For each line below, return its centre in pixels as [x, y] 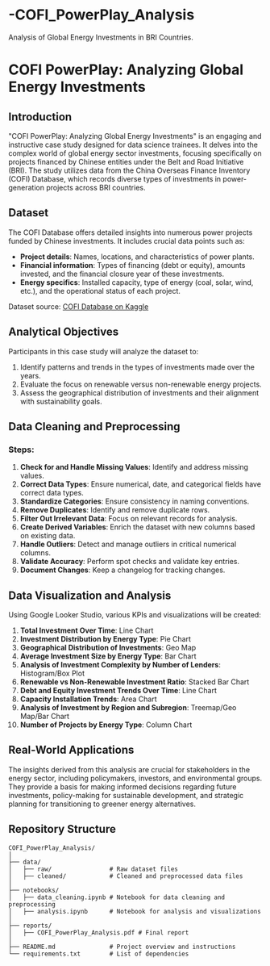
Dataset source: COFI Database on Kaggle [79, 306]
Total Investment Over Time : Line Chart [87, 630]
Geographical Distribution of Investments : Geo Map [108, 648]
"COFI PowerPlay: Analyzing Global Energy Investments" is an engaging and [135, 136]
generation [26, 187]
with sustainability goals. [61, 401]
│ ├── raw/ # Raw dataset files [93, 869]
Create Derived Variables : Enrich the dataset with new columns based [137, 527]
